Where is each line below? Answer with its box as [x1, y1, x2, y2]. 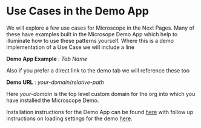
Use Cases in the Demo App [6, 4, 150, 18]
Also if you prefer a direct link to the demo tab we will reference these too [6, 66, 189, 74]
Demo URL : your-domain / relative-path [6, 78, 104, 86]
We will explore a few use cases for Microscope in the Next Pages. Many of [6, 24, 195, 31]
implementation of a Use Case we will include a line [6, 43, 135, 51]
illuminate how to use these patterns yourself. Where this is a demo [6, 37, 174, 44]
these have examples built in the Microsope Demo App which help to [6, 30, 178, 37]
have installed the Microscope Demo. [6, 97, 99, 104]
